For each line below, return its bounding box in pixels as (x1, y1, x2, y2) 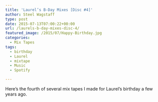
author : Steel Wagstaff (5, 12, 55, 17)
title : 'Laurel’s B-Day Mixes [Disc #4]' (5, 7, 93, 12)
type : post (5, 16, 28, 21)
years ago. (5, 91, 28, 97)
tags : (5, 44, 17, 49)
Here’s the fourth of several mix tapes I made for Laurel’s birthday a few (5, 86, 153, 91)
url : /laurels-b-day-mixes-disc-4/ (5, 26, 80, 31)
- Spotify (10, 68, 30, 73)
